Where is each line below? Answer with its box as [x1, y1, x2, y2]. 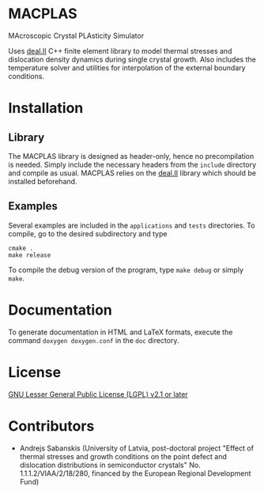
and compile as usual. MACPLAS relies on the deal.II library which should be [8, 168, 257, 178]
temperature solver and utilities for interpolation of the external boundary [8, 62, 247, 72]
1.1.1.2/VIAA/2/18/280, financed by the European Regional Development [19, 468, 251, 478]
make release [8, 251, 51, 259]
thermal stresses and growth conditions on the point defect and [19, 451, 228, 461]
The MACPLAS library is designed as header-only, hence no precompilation [8, 151, 255, 160]
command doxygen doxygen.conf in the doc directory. [8, 335, 179, 345]
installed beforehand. [8, 176, 77, 186]
